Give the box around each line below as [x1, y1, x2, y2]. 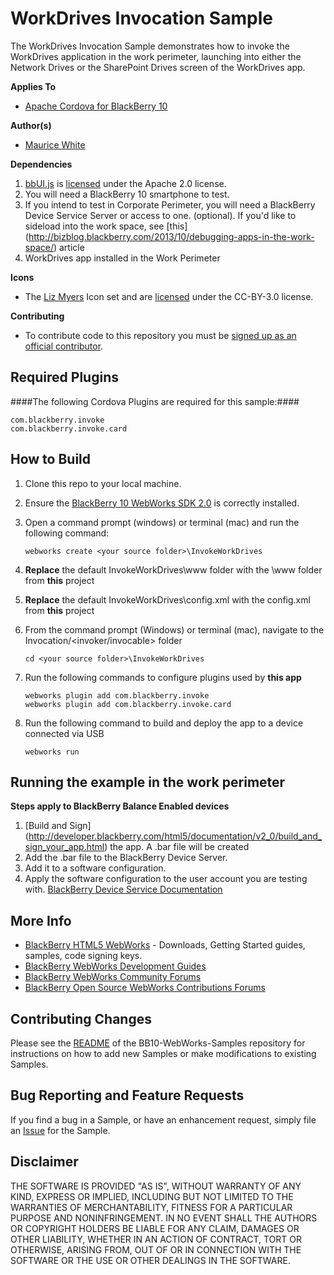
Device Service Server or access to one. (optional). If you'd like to [24, 209, 297, 221]
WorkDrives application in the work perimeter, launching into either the [10, 50, 302, 62]
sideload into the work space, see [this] [24, 220, 188, 232]
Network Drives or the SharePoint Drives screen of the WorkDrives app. [10, 61, 306, 73]
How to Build [10, 451, 92, 468]
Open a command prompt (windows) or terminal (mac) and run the [24, 516, 300, 528]
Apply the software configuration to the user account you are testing [24, 873, 308, 885]
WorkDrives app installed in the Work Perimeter [24, 252, 221, 264]
